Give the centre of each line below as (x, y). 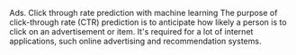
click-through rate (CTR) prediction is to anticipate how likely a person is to (148, 22)
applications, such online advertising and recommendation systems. (135, 41)
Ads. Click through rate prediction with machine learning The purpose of (144, 13)
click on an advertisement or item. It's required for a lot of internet (131, 31)
